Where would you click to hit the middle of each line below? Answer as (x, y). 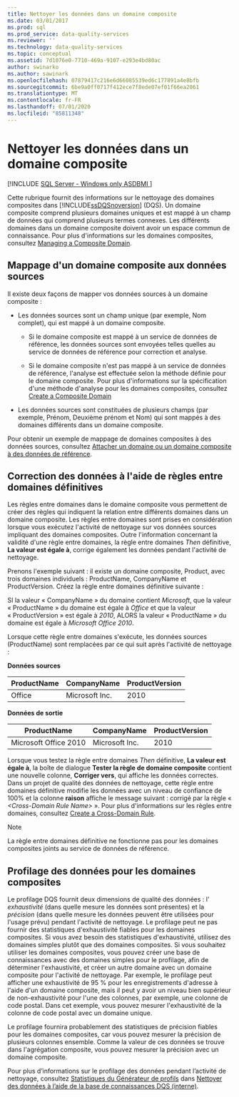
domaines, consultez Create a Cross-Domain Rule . (82, 813)
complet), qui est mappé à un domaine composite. (92, 322)
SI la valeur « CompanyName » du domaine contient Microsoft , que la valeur (119, 601)
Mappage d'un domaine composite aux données (117, 266)
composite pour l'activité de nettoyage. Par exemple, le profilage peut (110, 975)
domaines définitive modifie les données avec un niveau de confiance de (115, 791)
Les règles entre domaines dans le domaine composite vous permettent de (117, 504)
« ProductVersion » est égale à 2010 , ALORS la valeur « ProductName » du (117, 616)
